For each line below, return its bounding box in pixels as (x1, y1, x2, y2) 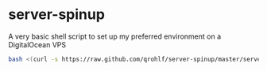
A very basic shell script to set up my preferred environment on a (8, 32, 222, 41)
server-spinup (8, 6, 106, 24)
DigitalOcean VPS (8, 39, 67, 49)
